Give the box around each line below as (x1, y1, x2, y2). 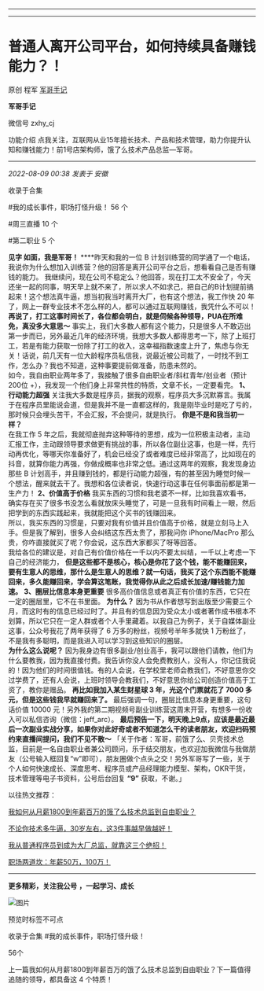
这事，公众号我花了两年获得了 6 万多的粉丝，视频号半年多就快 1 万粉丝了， (8, 626, 251, 635)
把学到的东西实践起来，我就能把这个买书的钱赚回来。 (8, 508, 181, 518)
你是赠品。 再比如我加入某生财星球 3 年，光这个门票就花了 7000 (35, 685, 244, 694)
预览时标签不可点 (8, 914, 64, 924)
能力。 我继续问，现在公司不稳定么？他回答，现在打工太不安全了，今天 (21, 272, 251, 282)
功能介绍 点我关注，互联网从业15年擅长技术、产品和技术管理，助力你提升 (8, 134, 244, 144)
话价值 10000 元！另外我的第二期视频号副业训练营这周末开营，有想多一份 (8, 705, 246, 714)
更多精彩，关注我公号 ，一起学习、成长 (8, 881, 134, 890)
